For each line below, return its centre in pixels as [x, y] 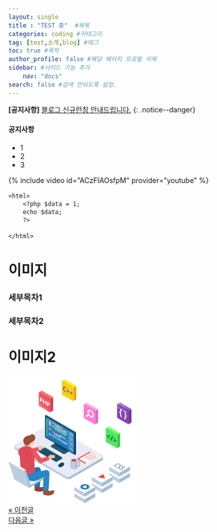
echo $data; [42, 212]
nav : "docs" [42, 76]
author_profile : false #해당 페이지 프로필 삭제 [82, 59]
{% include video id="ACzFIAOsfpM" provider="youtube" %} [109, 180]
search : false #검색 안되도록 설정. [63, 84]
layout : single [34, 17]
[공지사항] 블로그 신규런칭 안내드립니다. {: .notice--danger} [102, 109]
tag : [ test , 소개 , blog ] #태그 [53, 43]
